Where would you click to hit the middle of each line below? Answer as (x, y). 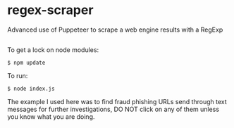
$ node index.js (31, 89)
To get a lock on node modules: (53, 50)
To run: (18, 76)
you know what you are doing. (51, 117)
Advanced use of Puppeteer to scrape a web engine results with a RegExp (115, 30)
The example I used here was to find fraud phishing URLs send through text (117, 102)
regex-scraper (50, 10)
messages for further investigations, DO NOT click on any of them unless (113, 109)
